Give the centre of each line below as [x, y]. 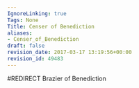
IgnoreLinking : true [37, 14]
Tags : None [23, 20]
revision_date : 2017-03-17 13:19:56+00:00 [69, 53]
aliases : [20, 33]
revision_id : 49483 [35, 59]
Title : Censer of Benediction [51, 26]
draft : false [26, 46]
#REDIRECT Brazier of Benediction [57, 78]
